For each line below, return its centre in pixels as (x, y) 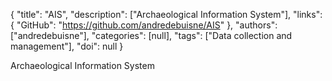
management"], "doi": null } (67, 46)
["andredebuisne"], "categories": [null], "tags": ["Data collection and (151, 35)
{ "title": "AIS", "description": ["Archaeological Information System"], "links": (166, 14)
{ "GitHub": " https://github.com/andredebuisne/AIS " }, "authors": (144, 25)
